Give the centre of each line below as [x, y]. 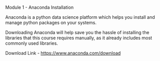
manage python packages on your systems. [51, 23]
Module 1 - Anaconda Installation [39, 7]
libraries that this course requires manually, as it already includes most [79, 38]
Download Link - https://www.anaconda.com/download [63, 53]
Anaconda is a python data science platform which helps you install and [80, 17]
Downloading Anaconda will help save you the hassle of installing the [77, 32]
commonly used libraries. [32, 43]
